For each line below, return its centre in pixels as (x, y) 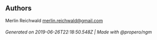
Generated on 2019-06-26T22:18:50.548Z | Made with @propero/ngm (78, 32)
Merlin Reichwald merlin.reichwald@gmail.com (54, 20)
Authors (18, 8)
